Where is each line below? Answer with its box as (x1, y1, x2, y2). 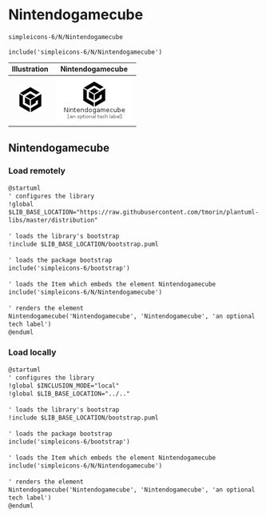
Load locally (8, 347, 57, 358)
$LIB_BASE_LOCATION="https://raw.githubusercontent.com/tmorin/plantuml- (8, 208, 260, 216)
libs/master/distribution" (8, 216, 98, 224)
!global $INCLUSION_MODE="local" (8, 382, 120, 390)
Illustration (11, 64, 50, 74)
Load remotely (8, 165, 66, 176)
